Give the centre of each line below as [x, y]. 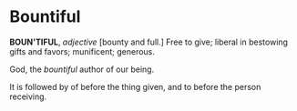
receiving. [28, 96]
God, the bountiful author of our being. [82, 69]
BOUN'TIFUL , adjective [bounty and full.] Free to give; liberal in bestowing [149, 42]
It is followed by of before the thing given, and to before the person [135, 86]
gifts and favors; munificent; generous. [82, 51]
